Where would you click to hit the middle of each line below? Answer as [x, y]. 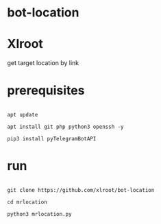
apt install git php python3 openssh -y [66, 127]
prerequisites [46, 91]
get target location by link [43, 63]
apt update [23, 115]
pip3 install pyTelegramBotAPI [52, 139]
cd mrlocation [27, 202]
